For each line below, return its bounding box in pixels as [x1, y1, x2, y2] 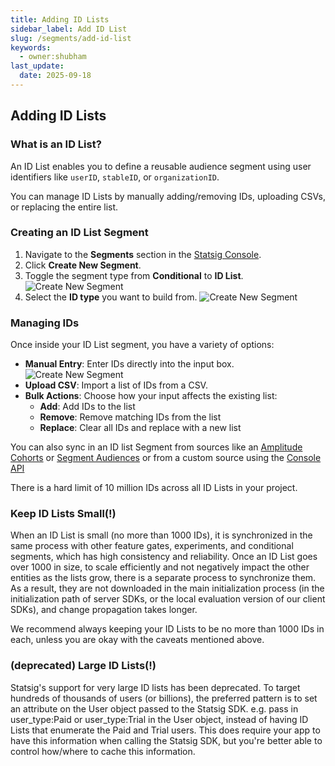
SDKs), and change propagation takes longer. [10, 604, 198, 616]
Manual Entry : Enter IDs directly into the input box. [24, 358, 235, 370]
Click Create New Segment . [24, 259, 142, 271]
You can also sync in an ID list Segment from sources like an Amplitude [10, 441, 303, 453]
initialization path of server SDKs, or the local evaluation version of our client [10, 593, 326, 605]
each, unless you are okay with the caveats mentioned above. [10, 634, 265, 646]
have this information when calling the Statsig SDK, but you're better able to [10, 734, 323, 746]
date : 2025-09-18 [19, 71, 92, 81]
